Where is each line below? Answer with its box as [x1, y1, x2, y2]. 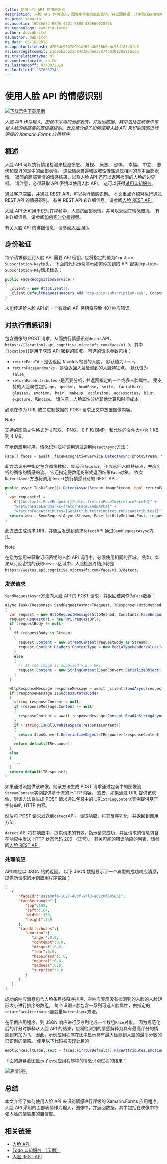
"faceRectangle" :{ [18, 899, 57, 904]
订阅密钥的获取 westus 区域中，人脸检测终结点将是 [13, 560, 114, 566]
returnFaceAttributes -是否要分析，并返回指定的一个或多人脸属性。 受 [12, 377, 158, 383]
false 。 [12, 371, 28, 377]
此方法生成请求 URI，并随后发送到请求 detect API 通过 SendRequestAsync [5, 527, 149, 534]
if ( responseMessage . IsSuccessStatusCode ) [9, 691, 99, 696]
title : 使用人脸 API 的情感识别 [5, 7, 66, 12]
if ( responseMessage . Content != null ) [14, 704, 94, 709]
